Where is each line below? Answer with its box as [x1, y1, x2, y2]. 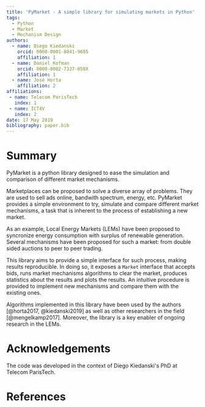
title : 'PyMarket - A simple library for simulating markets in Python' [6, 9, 195, 15]
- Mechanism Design [12, 32, 62, 38]
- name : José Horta [12, 77, 62, 83]
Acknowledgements [6, 342, 111, 356]
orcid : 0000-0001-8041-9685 [17, 49, 88, 55]
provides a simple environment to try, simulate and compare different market [6, 200, 199, 208]
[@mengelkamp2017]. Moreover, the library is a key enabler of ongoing [6, 314, 185, 321]
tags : [6, 15, 20, 21]
